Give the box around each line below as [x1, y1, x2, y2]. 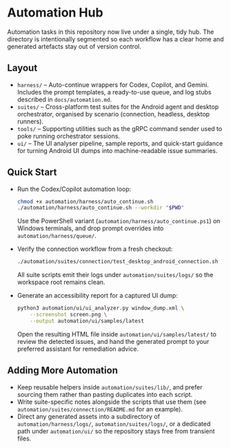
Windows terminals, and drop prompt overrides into [17, 224, 164, 232]
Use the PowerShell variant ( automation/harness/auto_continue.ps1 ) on [17, 217, 221, 225]
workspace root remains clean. [17, 278, 106, 287]
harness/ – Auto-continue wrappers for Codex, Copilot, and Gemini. [17, 81, 209, 89]
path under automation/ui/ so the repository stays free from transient [17, 427, 215, 435]
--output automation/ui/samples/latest [30, 317, 145, 325]
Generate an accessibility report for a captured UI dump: [17, 292, 178, 300]
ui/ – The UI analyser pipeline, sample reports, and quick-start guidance [17, 139, 223, 147]
